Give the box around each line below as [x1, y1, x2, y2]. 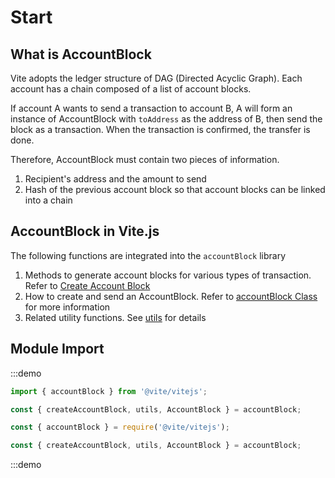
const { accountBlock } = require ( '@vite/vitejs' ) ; [10, 422, 230, 433]
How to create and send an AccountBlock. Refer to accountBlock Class [24, 290, 318, 302]
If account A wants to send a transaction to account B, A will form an [10, 102, 293, 114]
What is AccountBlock [10, 46, 152, 63]
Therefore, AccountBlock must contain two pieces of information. [10, 154, 280, 165]
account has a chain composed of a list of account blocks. [10, 83, 252, 95]
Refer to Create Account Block [24, 279, 151, 291]
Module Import [10, 341, 105, 358]
